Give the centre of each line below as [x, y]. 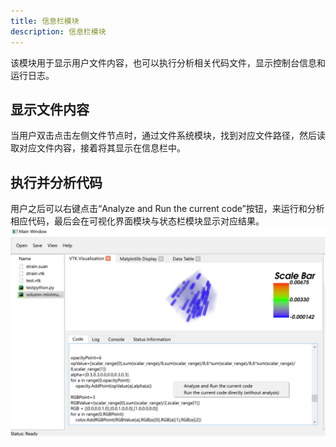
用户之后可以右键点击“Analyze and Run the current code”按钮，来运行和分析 [167, 209]
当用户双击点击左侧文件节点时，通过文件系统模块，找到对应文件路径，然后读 [168, 136]
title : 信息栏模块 [45, 21]
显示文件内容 [50, 109]
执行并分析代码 [56, 182]
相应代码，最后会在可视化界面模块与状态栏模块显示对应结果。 [137, 221]
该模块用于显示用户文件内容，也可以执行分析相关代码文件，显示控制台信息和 [168, 62]
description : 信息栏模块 [58, 31]
